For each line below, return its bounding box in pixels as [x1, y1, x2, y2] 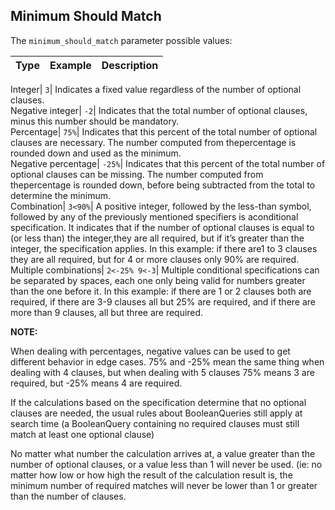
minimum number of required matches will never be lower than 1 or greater [10, 479, 318, 491]
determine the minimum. [10, 189, 111, 201]
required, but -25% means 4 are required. [10, 377, 183, 389]
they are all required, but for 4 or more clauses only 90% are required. [10, 253, 300, 265]
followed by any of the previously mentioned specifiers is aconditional [10, 210, 299, 223]
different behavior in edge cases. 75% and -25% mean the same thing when [10, 355, 325, 368]
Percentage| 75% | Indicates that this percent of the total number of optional [10, 125, 318, 138]
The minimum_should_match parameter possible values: [10, 34, 233, 46]
